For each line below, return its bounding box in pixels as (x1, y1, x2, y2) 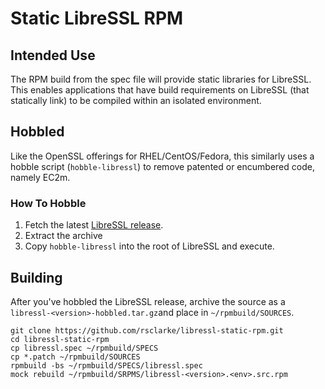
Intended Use (10, 47, 96, 64)
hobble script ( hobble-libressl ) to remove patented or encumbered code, (10, 160, 315, 172)
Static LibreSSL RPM (10, 7, 184, 30)
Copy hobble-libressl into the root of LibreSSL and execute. (24, 240, 275, 252)
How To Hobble (10, 196, 87, 210)
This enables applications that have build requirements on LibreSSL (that (10, 84, 310, 96)
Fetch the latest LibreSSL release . (24, 219, 164, 231)
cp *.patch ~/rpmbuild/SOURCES (10, 352, 141, 362)
